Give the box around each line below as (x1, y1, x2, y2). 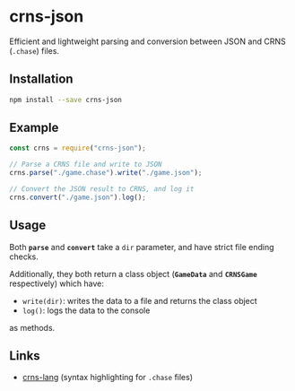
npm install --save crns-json (9, 95, 123, 104)
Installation (9, 72, 74, 87)
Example (9, 120, 59, 135)
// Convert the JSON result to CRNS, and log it (9, 185, 195, 194)
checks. (9, 251, 39, 262)
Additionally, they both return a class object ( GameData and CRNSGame (9, 268, 257, 279)
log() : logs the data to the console (22, 305, 151, 316)
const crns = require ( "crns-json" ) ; (9, 143, 146, 153)
